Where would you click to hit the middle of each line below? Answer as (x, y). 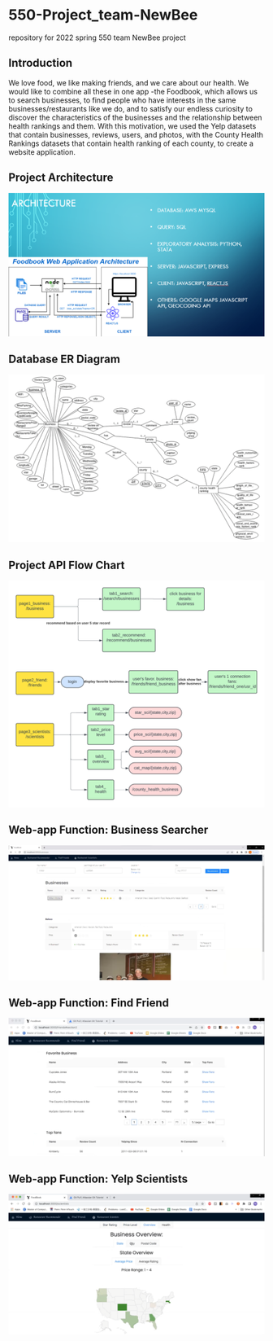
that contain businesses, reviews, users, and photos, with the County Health (136, 134)
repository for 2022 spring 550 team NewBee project (97, 37)
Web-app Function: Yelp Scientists (98, 1179)
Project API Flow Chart (67, 565)
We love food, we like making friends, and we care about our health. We (129, 82)
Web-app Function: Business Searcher (108, 830)
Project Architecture (61, 178)
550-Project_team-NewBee (103, 15)
